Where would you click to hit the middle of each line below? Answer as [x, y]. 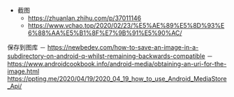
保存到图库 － [27, 47]
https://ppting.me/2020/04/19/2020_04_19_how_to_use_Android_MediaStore [117, 79]
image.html [23, 71]
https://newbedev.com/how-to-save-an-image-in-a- [123, 47]
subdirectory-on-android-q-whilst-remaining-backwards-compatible [106, 56]
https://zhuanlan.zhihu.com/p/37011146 [85, 18]
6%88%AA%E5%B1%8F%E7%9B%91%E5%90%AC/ [105, 33]
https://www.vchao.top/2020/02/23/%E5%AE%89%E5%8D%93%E [126, 25]
